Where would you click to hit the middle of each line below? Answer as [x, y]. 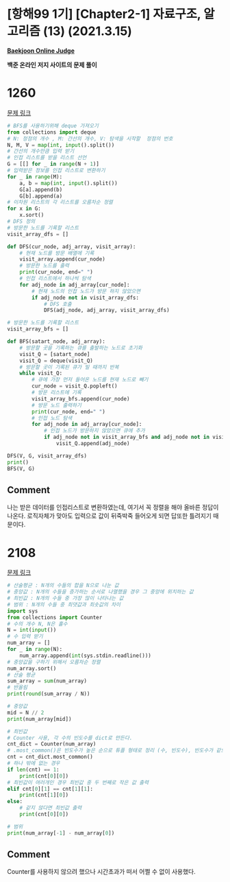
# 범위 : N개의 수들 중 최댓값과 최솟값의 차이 [64, 604]
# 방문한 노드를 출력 [44, 266]
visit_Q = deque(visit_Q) [56, 361]
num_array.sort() [32, 668]
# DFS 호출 [57, 304]
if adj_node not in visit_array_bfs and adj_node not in [127, 437]
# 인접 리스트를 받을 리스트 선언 [47, 158]
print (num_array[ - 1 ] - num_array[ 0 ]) [61, 833]
